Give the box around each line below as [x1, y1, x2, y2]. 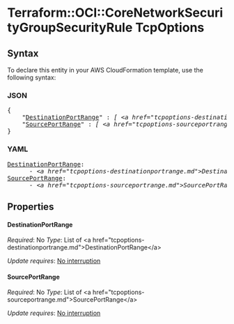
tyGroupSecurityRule [7, 20, 133, 36]
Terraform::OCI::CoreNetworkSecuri [7, 5, 224, 21]
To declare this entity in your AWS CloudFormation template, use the [7, 66, 203, 74]
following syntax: [7, 73, 56, 82]
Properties [7, 201, 54, 213]
